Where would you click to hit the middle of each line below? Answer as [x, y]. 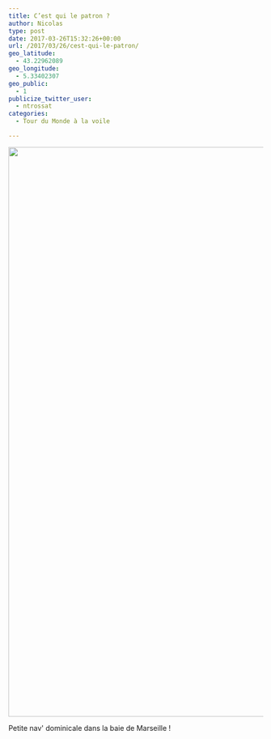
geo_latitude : [32, 53]
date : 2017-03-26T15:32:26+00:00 [65, 38]
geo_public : [28, 83]
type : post [27, 31]
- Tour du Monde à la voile [63, 121]
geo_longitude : [34, 69]
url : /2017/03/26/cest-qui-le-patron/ [74, 46]
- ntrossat [34, 106]
